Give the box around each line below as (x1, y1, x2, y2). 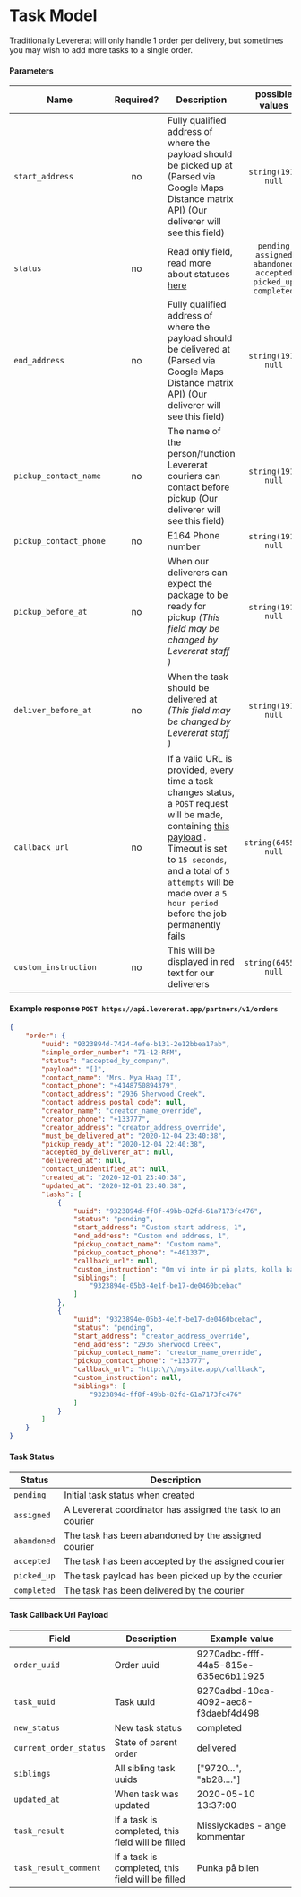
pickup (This (167, 611, 221, 624)
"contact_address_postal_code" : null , (41, 1098, 186, 1107)
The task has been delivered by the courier (64, 1585, 245, 1597)
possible (254, 88, 293, 101)
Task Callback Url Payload (9, 1609, 109, 1620)
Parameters (9, 65, 54, 76)
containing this (167, 820, 230, 833)
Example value (210, 1632, 275, 1645)
